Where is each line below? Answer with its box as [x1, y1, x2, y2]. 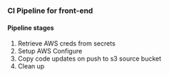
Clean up [17, 62, 45, 71]
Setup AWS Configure [17, 47, 83, 56]
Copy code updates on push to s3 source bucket [17, 54, 162, 63]
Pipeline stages [7, 24, 55, 32]
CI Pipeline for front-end [7, 6, 93, 16]
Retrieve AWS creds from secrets [17, 39, 116, 48]
